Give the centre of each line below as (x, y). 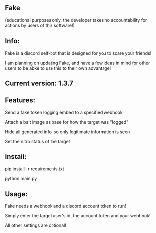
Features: (20, 101)
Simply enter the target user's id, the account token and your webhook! (78, 216)
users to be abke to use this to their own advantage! (58, 68)
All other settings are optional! (36, 225)
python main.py (21, 178)
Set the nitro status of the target (38, 141)
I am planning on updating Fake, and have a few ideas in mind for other (78, 63)
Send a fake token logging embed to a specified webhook (64, 112)
